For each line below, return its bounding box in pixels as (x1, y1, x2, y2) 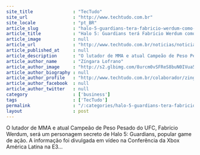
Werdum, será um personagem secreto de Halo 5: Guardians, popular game (6, 131, 192, 138)
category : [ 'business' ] (6, 91, 111, 97)
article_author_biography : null (6, 69, 89, 75)
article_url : (6, 42, 76, 48)
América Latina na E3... (6, 143, 63, 150)
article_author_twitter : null (6, 86, 89, 92)
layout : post (6, 108, 89, 114)
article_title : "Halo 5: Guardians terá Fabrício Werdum (6, 31, 183, 37)
